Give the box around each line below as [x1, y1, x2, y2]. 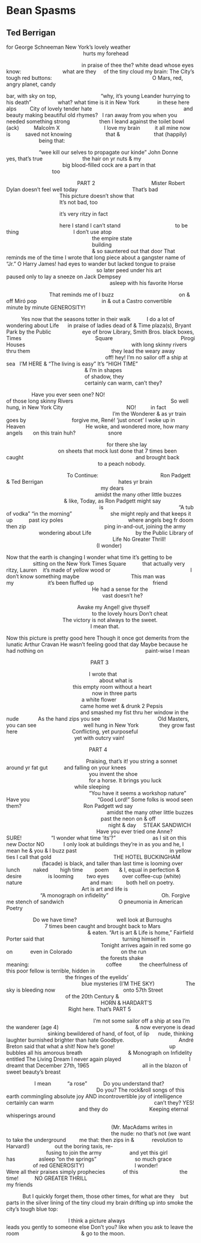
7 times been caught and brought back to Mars [44, 923, 161, 929]
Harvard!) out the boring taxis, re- [6, 1143, 113, 1150]
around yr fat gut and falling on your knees [6, 764, 127, 771]
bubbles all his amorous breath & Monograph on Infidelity [6, 1049, 193, 1056]
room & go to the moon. [6, 1230, 125, 1237]
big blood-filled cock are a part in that [62, 162, 156, 168]
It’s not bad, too [59, 199, 98, 206]
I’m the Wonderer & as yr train [112, 410, 187, 417]
